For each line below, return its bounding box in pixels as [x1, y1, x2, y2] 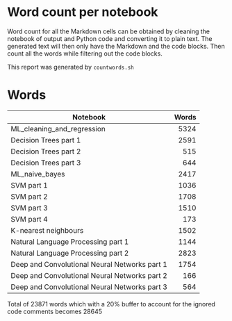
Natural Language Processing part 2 [10, 248, 129, 258]
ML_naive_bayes [10, 169, 65, 179]
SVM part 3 [10, 203, 49, 213]
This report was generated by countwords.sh [7, 63, 134, 71]
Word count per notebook [7, 4, 158, 20]
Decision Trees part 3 [10, 158, 81, 167]
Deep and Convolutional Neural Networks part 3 [10, 282, 168, 292]
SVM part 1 [10, 180, 49, 190]
